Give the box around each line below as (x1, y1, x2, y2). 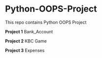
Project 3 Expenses (5, 47, 45, 53)
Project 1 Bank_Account (5, 29, 53, 34)
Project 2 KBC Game (5, 38, 47, 44)
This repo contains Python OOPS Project (5, 19, 87, 25)
